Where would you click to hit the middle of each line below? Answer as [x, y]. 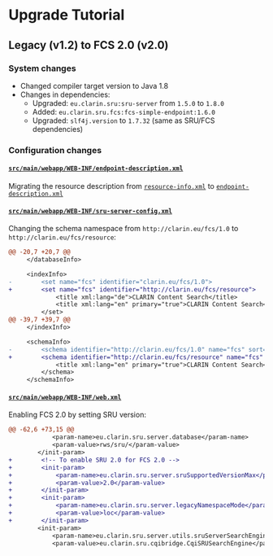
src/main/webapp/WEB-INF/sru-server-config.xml [91, 211]
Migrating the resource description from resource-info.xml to [112, 186]
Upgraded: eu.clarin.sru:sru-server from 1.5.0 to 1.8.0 [128, 103]
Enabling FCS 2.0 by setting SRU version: [77, 415]
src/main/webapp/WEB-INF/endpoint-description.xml [96, 169]
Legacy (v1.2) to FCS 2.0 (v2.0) [89, 45]
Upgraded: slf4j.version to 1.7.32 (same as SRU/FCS [123, 120]
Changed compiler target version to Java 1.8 [94, 85]
